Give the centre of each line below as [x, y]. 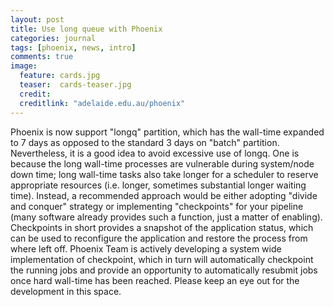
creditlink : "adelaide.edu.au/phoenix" [102, 103]
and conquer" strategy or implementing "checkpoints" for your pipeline [157, 206]
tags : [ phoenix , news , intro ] [73, 47]
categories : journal [53, 38]
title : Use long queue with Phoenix [86, 29]
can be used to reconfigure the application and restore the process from [159, 238]
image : [24, 66]
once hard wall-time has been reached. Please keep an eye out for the [155, 280]
